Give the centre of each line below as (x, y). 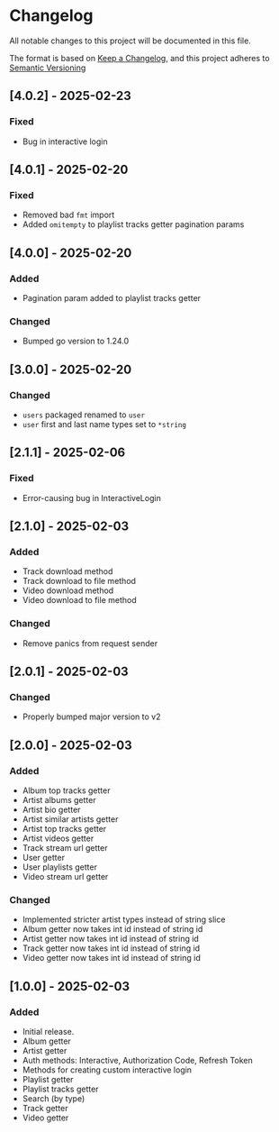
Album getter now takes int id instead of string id (112, 929)
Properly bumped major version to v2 (91, 717)
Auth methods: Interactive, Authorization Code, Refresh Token (138, 1061)
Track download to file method (79, 581)
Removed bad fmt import (68, 215)
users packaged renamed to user (84, 415)
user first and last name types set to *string (104, 424)
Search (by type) (54, 1099)
